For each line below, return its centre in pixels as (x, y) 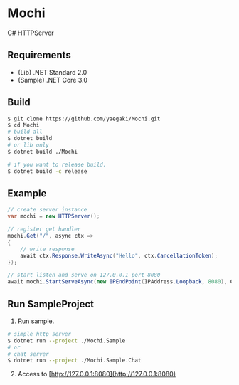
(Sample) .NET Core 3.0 (52, 80)
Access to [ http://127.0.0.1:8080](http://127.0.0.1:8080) (97, 374)
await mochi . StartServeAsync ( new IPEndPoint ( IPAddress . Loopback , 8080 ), (117, 282)
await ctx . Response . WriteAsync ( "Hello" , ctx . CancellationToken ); (119, 255)
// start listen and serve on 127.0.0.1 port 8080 (84, 275)
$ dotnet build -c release (47, 171)
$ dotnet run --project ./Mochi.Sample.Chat (74, 361)
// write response (47, 249)
